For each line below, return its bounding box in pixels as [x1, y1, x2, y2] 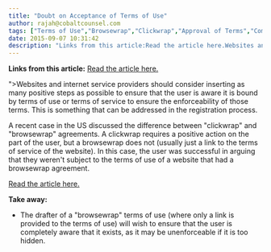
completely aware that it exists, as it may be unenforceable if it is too [19, 227, 248, 238]
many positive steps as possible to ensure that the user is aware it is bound [8, 88, 258, 97]
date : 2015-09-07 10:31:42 [8, 34, 99, 43]
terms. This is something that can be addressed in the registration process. [8, 105, 258, 115]
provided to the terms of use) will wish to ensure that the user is [19, 219, 232, 229]
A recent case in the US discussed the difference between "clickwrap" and [8, 121, 257, 130]
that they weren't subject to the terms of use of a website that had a [8, 155, 234, 165]
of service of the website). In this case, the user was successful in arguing [8, 147, 256, 156]
